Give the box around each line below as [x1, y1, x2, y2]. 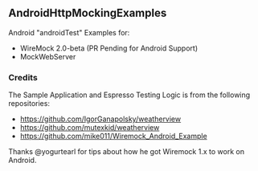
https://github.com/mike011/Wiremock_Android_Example [19, 132, 207, 141]
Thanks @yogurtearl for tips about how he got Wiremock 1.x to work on [8, 147, 245, 157]
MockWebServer [19, 51, 76, 61]
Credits [8, 71, 38, 83]
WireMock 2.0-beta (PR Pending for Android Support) [19, 43, 199, 53]
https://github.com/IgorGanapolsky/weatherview [19, 114, 182, 124]
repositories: [8, 99, 51, 108]
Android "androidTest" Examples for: [8, 27, 130, 37]
